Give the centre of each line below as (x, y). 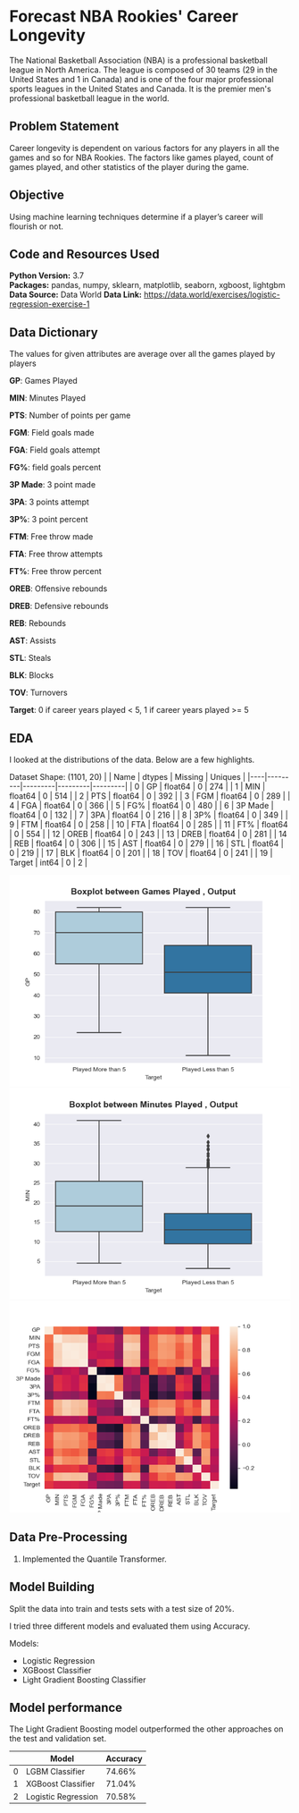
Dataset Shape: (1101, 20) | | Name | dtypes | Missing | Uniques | (128, 777)
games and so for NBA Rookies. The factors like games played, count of (141, 157)
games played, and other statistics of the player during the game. (129, 166)
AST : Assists (33, 640)
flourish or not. (37, 226)
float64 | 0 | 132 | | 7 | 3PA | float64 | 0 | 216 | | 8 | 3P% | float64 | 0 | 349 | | (149, 815)
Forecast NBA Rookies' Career (124, 17)
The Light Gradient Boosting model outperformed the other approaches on (146, 1729)
